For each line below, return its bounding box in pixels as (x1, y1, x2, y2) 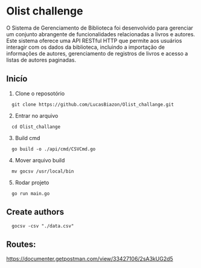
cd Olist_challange (11, 124, 61, 130)
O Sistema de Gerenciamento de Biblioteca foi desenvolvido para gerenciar (6, 24, 193, 31)
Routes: (6, 239, 36, 249)
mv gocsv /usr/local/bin (11, 168, 74, 174)
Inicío (6, 74, 28, 84)
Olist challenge (6, 4, 83, 18)
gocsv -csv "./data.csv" (11, 223, 74, 229)
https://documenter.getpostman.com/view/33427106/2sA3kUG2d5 (6, 255, 173, 263)
